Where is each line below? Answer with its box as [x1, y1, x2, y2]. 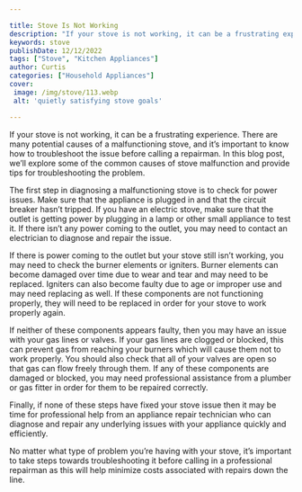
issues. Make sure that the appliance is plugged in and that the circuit [9, 194, 267, 205]
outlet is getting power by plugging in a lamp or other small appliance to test [9, 213, 291, 224]
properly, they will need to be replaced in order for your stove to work [9, 298, 267, 309]
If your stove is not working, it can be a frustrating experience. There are [9, 129, 279, 139]
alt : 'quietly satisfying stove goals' [13, 96, 164, 105]
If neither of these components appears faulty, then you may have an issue [9, 325, 288, 335]
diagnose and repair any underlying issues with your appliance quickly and [9, 418, 287, 429]
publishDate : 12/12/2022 [9, 46, 102, 55]
